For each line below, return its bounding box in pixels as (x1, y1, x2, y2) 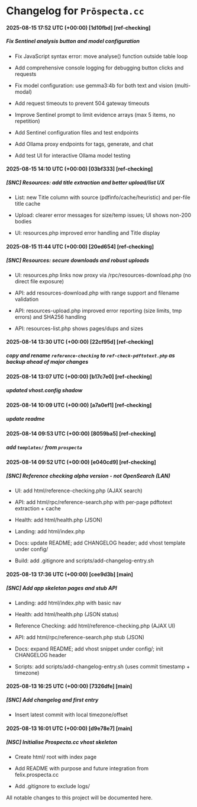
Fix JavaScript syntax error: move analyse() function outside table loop (14, 52, 188, 60)
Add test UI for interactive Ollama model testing (14, 152, 131, 159)
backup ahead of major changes (6, 358, 89, 366)
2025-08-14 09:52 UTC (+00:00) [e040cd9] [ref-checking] (6, 459, 156, 466)
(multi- (174, 82, 191, 89)
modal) (14, 88, 33, 95)
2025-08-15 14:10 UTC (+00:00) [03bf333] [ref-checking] (6, 165, 153, 172)
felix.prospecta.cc (14, 771, 59, 778)
